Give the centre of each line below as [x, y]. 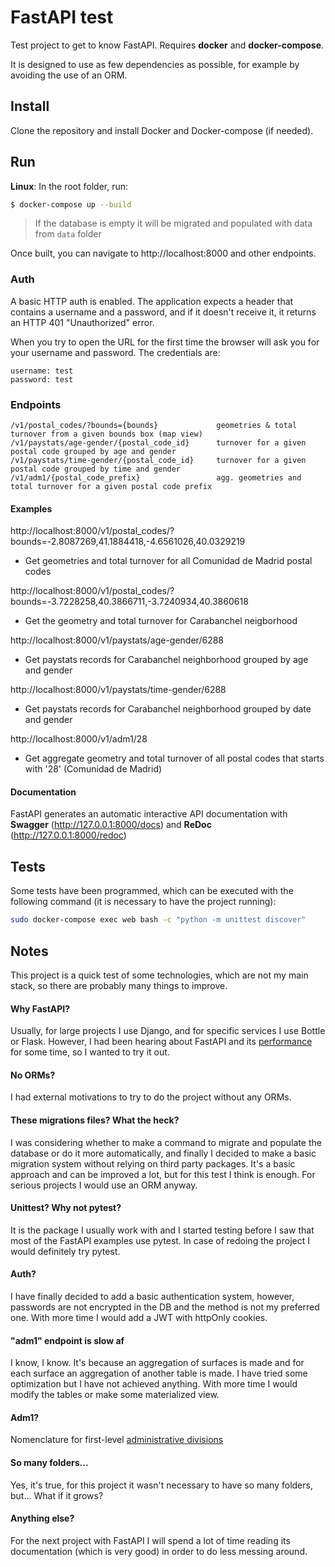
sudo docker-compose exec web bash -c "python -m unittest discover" [158, 920]
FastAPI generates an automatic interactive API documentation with [149, 814]
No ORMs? [33, 1075]
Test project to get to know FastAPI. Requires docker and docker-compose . [167, 45]
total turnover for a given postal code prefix [111, 487]
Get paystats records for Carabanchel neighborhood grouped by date [168, 709]
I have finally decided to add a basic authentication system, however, [152, 1296]
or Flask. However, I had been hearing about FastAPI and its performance [161, 1042]
